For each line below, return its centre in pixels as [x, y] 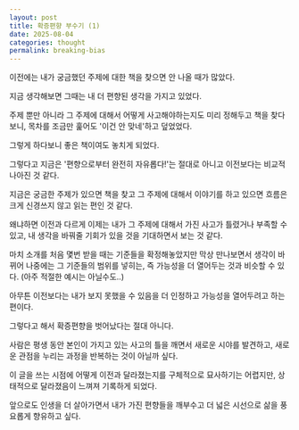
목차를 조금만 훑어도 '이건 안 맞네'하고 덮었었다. [110, 127]
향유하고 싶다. [57, 417]
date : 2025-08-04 [42, 34]
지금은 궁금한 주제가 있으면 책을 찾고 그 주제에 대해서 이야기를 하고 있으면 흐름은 [149, 194]
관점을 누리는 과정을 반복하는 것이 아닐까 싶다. [98, 356]
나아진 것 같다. [34, 176]
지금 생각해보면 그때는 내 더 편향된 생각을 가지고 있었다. [106, 96]
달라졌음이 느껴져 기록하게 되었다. [99, 386]
